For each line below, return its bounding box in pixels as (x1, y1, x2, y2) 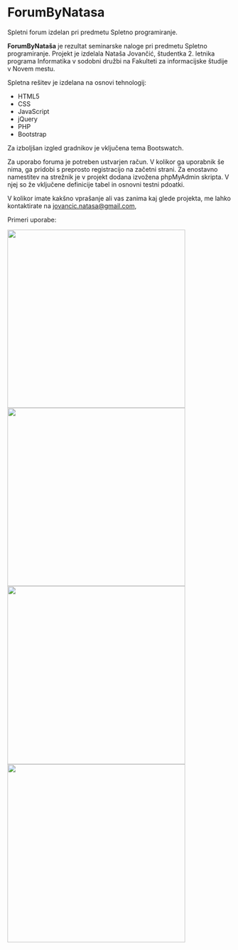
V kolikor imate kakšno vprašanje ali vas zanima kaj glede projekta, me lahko (7, 194, 231, 202)
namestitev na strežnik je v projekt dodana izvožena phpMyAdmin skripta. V (7, 172, 229, 181)
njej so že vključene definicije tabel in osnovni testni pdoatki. (7, 180, 185, 189)
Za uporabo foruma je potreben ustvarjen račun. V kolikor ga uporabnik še (7, 158, 225, 166)
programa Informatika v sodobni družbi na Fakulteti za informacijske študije (7, 56, 228, 65)
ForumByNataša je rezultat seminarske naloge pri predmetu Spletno (7, 41, 207, 50)
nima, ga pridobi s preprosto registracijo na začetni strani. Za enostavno (7, 165, 218, 173)
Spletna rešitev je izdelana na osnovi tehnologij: (7, 78, 147, 86)
